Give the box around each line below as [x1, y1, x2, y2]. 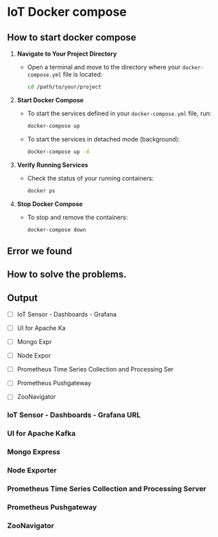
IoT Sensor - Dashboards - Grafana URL [7, 410, 141, 420]
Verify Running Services [16, 161, 88, 169]
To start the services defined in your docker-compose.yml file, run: [27, 109, 212, 117]
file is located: [62, 70, 103, 78]
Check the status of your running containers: [27, 174, 154, 182]
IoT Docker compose [7, 4, 127, 20]
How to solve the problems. [7, 268, 127, 280]
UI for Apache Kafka [7, 429, 76, 438]
